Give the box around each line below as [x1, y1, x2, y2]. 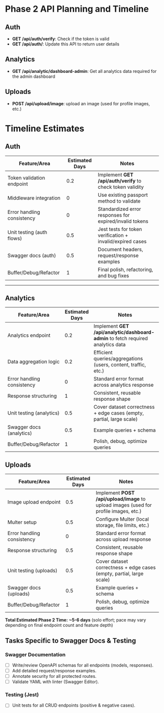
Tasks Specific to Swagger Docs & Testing [5, 636, 136, 644]
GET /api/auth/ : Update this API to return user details [12, 41, 120, 47]
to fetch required [109, 335, 148, 342]
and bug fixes [98, 272, 129, 279]
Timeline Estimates [5, 123, 84, 134]
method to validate [98, 197, 141, 204]
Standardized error [98, 206, 142, 212]
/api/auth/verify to [98, 177, 142, 184]
